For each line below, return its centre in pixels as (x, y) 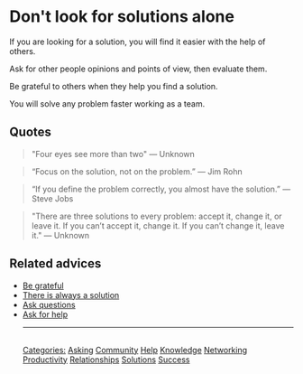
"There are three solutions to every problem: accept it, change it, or (156, 216)
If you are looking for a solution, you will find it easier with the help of (138, 42)
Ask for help (45, 314)
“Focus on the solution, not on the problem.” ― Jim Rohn (137, 171)
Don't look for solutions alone (122, 17)
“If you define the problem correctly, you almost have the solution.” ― (161, 189)
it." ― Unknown (60, 235)
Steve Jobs (52, 198)
